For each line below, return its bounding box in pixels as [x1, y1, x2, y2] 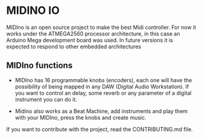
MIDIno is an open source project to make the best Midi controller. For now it [6, 24, 197, 31]
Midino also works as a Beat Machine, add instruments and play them [14, 107, 188, 115]
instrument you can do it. [14, 95, 77, 103]
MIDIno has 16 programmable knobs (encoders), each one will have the [14, 76, 192, 83]
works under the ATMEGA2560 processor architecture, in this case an [6, 30, 180, 37]
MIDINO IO [6, 4, 60, 18]
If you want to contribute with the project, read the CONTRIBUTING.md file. [6, 125, 193, 133]
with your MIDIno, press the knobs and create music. [14, 114, 147, 121]
